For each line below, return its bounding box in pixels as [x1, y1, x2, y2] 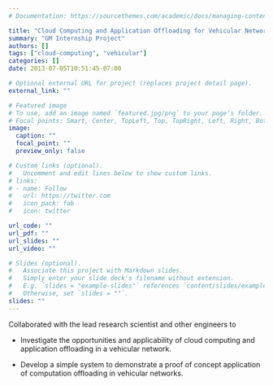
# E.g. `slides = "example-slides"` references [8, 282, 180, 290]
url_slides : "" [8, 237, 60, 245]
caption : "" [15, 132, 57, 140]
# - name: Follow [8, 184, 67, 192]
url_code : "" [8, 222, 53, 230]
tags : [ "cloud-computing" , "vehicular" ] [8, 50, 148, 58]
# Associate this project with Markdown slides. [8, 266, 184, 275]
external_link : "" [8, 86, 71, 94]
